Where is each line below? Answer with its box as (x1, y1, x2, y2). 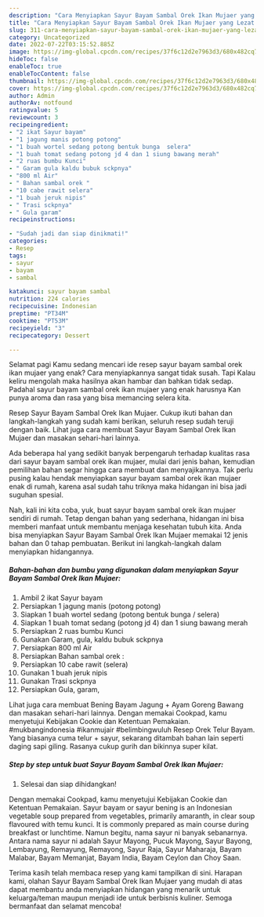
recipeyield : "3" (9, 324, 66, 332)
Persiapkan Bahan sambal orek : (20, 652, 125, 661)
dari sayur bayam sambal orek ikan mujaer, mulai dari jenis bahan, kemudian (9, 457, 255, 467)
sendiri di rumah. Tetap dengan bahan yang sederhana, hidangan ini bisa (9, 514, 244, 523)
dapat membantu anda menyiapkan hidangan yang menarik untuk (9, 885, 221, 894)
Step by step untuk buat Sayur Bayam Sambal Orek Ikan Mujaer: (9, 759, 224, 769)
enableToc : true (9, 63, 62, 71)
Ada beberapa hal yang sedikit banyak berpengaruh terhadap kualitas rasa (9, 449, 250, 458)
